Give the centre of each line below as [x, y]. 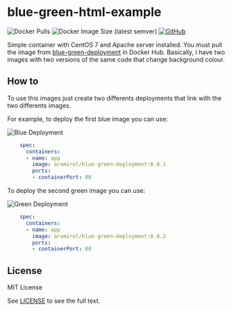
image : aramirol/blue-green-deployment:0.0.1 [99, 165]
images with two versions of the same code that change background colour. [116, 59]
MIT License [25, 287]
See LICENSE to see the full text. [54, 301]
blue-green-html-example [84, 12]
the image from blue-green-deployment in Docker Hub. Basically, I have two [116, 52]
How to [23, 82]
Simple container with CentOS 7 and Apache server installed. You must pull [115, 44]
